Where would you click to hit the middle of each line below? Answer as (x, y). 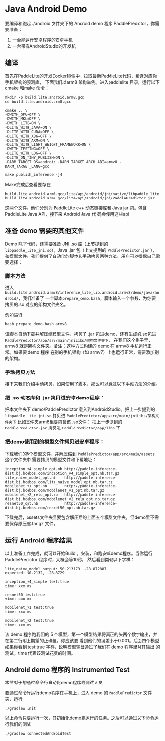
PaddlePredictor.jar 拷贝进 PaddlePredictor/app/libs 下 (63, 428)
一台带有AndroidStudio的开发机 (44, 46)
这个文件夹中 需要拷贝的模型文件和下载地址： (51, 459)
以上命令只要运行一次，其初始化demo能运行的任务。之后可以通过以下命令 (80, 718)
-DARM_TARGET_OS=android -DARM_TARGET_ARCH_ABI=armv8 (61, 162)
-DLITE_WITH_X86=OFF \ (28, 136)
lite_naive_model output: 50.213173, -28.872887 (56, 569)
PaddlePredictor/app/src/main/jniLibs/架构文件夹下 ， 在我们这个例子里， (79, 340)
